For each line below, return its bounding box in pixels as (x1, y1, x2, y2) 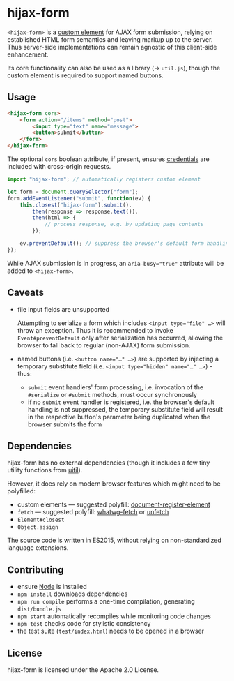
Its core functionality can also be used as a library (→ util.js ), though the (7, 63, 221, 72)
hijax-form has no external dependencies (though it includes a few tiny (7, 458, 210, 467)
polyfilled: (7, 487, 36, 495)
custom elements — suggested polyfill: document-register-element (17, 500, 210, 509)
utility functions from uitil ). (7, 466, 83, 474)
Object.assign (17, 524, 58, 531)
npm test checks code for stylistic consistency (17, 620, 151, 628)
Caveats (7, 287, 44, 299)
